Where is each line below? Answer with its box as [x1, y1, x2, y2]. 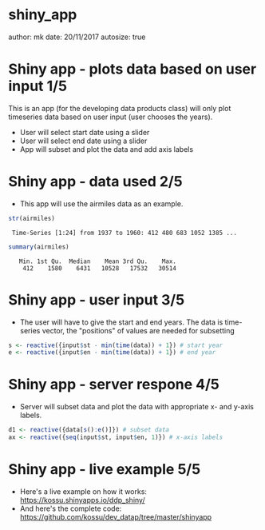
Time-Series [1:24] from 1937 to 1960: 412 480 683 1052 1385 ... [11, 229, 238, 237]
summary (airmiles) [8, 242, 69, 251]
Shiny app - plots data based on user [8, 60, 257, 78]
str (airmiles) [8, 214, 56, 222]
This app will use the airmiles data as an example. [19, 198, 184, 209]
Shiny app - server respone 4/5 [8, 376, 220, 393]
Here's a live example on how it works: [19, 486, 148, 496]
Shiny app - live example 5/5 [8, 460, 201, 479]
